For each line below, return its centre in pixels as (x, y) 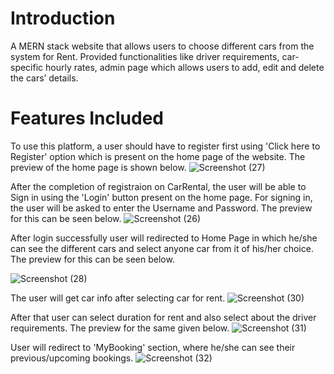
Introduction (63, 18)
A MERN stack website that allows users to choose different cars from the (162, 46)
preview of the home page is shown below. (98, 167)
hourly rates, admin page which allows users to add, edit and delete (185, 67)
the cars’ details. (44, 78)
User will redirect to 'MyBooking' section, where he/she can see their (153, 347)
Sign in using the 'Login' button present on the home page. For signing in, (161, 197)
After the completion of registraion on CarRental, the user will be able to (158, 186)
